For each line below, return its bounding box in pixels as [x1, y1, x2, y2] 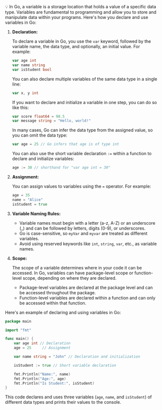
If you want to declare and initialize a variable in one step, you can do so [12, 99, 157, 105]
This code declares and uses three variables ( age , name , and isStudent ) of [5, 394, 152, 400]
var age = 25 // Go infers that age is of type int [12, 142, 119, 147]
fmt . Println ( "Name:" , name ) [14, 372, 71, 376]
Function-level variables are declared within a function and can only [19, 295, 156, 301]
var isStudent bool [12, 67, 52, 72]
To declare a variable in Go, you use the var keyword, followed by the [12, 38, 151, 44]
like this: [12, 105, 29, 110]
